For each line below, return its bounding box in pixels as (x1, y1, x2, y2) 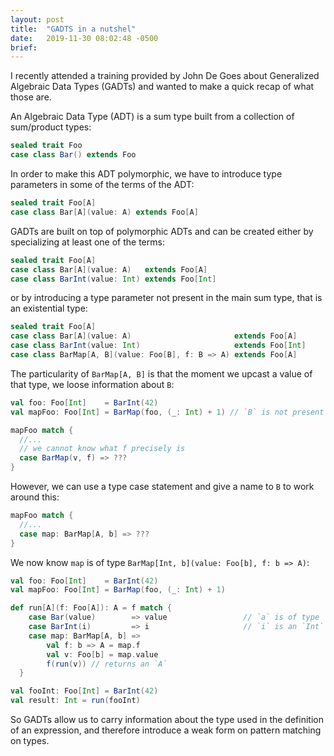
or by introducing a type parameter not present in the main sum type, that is (10, 292, 323, 304)
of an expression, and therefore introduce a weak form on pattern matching (10, 724, 322, 736)
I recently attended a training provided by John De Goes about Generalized (10, 70, 320, 82)
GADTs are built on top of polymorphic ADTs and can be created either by (10, 225, 314, 237)
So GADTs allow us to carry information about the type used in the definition (10, 714, 324, 725)
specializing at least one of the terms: (10, 236, 165, 248)
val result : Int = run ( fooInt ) (10, 696, 141, 706)
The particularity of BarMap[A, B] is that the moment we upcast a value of (10, 367, 313, 380)
